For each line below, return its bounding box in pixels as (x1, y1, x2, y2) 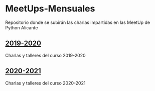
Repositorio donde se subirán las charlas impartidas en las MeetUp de (5, 19, 150, 25)
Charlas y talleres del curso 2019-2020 (5, 52, 86, 58)
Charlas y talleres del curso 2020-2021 (5, 80, 86, 86)
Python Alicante (5, 24, 38, 30)
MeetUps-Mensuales (5, 3, 95, 14)
